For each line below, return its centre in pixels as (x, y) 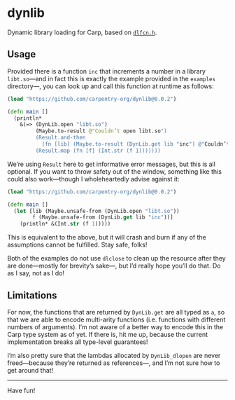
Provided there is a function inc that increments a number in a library (107, 71)
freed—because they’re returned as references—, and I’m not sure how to (114, 363)
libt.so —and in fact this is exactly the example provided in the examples (111, 78)
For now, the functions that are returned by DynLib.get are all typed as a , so (116, 312)
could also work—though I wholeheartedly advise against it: (93, 179)
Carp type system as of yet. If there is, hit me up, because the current (108, 334)
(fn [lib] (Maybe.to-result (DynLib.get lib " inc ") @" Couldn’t (136, 144)
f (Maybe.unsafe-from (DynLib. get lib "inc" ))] (103, 218)
